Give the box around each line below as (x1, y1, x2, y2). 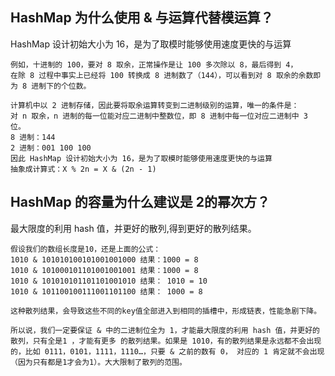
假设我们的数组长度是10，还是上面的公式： (10, 244, 162, 254)
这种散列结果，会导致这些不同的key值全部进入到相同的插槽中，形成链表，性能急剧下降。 (10, 306, 322, 316)
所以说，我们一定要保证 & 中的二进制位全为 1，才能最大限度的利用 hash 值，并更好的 (10, 325, 320, 335)
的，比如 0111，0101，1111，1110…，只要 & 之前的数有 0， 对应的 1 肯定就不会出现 (10, 346, 325, 357)
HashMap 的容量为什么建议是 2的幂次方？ (10, 194, 270, 211)
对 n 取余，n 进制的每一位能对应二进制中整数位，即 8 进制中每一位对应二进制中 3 (10, 111, 308, 121)
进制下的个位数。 (31, 81, 92, 91)
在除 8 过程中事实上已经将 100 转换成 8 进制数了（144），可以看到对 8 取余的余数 (10, 70, 314, 80)
